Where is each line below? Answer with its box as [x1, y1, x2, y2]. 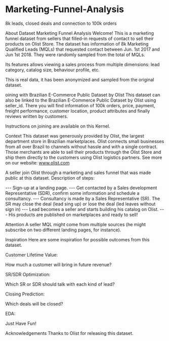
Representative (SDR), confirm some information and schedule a [5, 190, 140, 196]
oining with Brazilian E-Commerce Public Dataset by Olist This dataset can [5, 92, 160, 98]
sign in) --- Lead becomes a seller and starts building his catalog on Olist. [5, 206, 159, 212]
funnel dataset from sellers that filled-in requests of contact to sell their [5, 35, 154, 41]
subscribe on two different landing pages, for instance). [5, 227, 121, 233]
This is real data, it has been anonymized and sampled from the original [5, 76, 154, 82]
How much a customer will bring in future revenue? [5, 262, 112, 268]
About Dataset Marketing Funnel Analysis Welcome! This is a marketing [5, 30, 154, 36]
